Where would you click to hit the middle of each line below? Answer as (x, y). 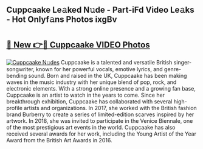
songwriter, (20, 69)
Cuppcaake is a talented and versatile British (116, 62)
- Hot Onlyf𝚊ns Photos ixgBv (62, 20)
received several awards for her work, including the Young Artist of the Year (101, 134)
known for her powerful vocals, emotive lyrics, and (99, 69)
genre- (173, 69)
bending (17, 76)
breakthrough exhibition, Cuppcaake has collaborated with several (89, 102)
